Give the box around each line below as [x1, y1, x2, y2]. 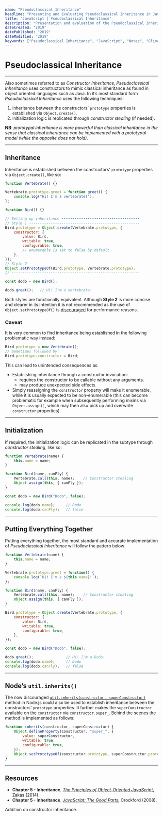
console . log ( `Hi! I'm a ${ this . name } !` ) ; [14, 575, 98, 579]
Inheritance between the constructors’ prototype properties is [12, 105, 136, 111]
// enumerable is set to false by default [22, 248, 110, 253]
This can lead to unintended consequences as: [5, 362, 98, 368]
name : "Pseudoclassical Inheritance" [5, 7, 81, 12]
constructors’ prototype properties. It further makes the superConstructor [5, 705, 152, 711]
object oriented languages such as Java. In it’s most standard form [5, 90, 138, 96]
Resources [5, 774, 38, 782]
